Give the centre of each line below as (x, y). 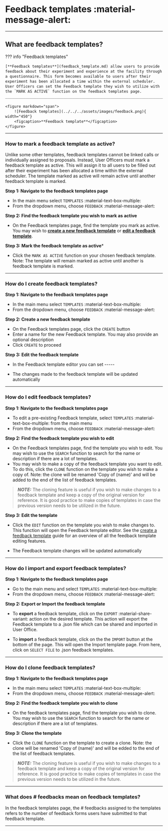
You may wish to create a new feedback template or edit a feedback (84, 231)
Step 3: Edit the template (31, 515)
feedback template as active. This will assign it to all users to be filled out (80, 165)
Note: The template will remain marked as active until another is (78, 261)
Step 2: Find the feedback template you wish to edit (60, 438)
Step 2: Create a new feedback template (48, 320)
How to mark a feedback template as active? (60, 144)
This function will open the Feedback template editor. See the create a (85, 530)
